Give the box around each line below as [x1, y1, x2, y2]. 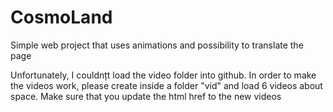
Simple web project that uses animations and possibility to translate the [10, 39, 304, 51]
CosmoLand [10, 6, 113, 29]
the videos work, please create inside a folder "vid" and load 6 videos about [10, 79, 323, 91]
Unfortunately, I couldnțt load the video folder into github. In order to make [10, 69, 317, 81]
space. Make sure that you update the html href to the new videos [10, 90, 282, 102]
